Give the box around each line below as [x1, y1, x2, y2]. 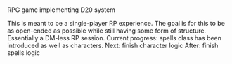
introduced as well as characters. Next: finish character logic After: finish [7, 41, 219, 50]
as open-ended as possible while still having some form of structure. [7, 26, 206, 35]
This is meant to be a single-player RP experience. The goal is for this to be [7, 19, 225, 28]
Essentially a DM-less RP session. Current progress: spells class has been [7, 34, 221, 42]
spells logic [7, 49, 40, 57]
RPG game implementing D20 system [7, 6, 116, 14]
